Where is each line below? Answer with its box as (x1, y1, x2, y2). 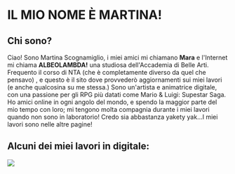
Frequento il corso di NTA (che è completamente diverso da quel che (7, 68, 206, 76)
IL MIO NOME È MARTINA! (7, 7, 163, 23)
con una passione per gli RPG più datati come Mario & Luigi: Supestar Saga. (7, 91, 227, 99)
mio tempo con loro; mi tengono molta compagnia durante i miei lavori (7, 106, 210, 113)
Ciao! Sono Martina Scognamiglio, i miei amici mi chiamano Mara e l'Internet (7, 53, 228, 61)
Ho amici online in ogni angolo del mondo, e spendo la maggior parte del (7, 98, 217, 106)
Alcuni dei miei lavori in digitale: (7, 140, 149, 152)
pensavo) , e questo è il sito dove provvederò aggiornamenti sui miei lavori (7, 75, 222, 84)
